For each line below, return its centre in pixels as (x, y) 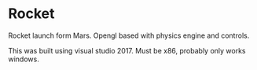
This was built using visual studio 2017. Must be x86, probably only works (127, 50)
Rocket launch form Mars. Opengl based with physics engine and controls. (129, 35)
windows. (24, 59)
